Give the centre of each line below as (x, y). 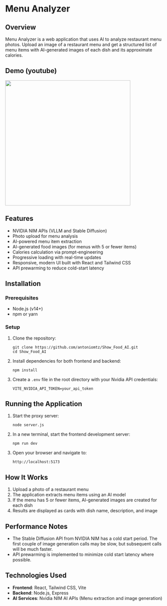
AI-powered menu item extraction (47, 241)
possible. (22, 560)
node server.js (28, 425)
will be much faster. (33, 549)
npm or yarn (25, 314)
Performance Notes (36, 526)
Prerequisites (22, 297)
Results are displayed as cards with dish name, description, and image (85, 511)
